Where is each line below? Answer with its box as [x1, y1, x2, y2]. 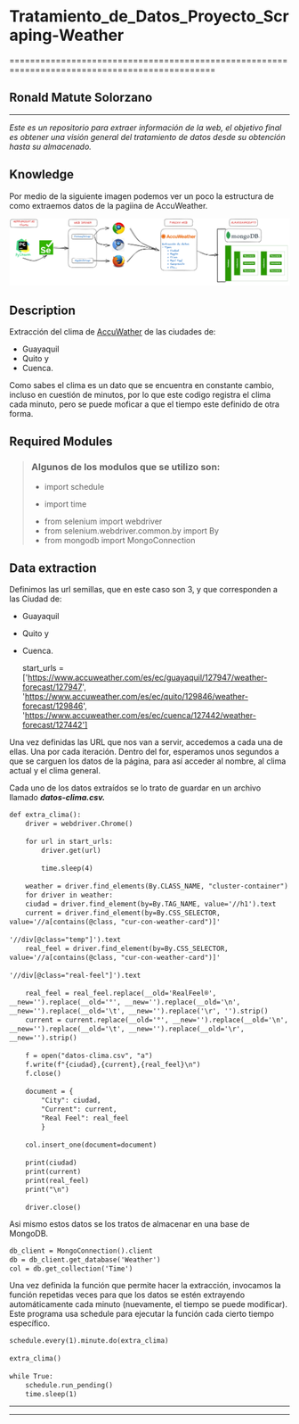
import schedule [44, 481, 105, 492]
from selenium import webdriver [44, 516, 163, 526]
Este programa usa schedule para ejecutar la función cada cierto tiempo [9, 1309, 274, 1320]
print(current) [25, 1167, 82, 1177]
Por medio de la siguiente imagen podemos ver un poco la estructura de [9, 190, 274, 202]
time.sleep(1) [25, 1390, 77, 1399]
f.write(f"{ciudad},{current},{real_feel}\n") [25, 1060, 201, 1070]
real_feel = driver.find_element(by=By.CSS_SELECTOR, [25, 944, 229, 954]
